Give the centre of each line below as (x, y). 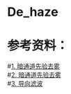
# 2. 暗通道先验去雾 (34, 75)
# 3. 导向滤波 (25, 84)
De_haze (33, 12)
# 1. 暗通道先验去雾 (34, 66)
